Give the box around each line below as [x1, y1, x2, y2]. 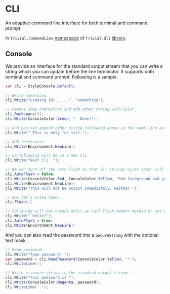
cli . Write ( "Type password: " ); [5, 251, 71, 257]
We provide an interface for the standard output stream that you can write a [5, 63, 163, 69]
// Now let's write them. [5, 195, 60, 200]
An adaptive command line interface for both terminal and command [5, 20, 148, 26]
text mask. [5, 237, 27, 243]
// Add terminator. [5, 139, 47, 144]
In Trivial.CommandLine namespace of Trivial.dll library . [5, 35, 126, 41]
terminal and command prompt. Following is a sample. [5, 74, 118, 80]
